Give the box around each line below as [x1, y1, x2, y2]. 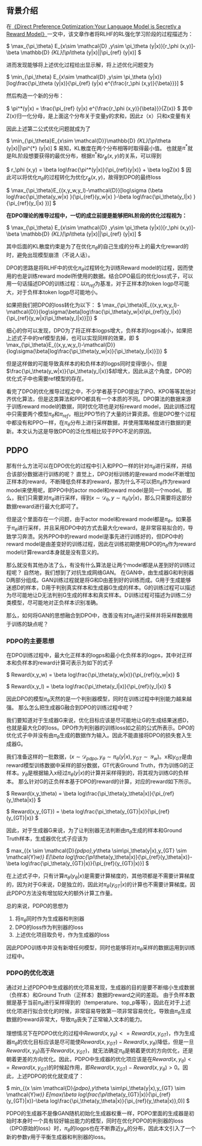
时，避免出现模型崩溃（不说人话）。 [6, 251, 93, 259]
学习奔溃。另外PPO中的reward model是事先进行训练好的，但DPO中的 [11, 533, 183, 540]
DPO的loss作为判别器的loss [14, 924, 84, 931]
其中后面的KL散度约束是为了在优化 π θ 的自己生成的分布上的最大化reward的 [6, 242, 189, 251]
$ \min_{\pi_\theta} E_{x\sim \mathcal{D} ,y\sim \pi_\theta [6, 73, 147, 80]
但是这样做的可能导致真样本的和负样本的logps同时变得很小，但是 [6, 360, 168, 367]
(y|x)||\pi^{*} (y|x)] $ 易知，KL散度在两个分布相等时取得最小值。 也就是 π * [6, 143, 188, 152]
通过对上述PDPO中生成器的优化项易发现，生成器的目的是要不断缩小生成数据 [6, 984, 195, 991]
